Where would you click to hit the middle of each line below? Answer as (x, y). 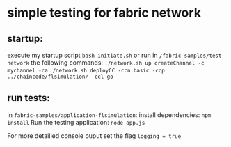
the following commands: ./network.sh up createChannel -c (118, 63)
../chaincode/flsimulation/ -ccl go (60, 77)
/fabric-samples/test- (192, 56)
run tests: (29, 98)
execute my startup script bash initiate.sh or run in (82, 55)
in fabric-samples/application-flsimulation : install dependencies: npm (109, 115)
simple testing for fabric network (104, 13)
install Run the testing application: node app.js (76, 122)
